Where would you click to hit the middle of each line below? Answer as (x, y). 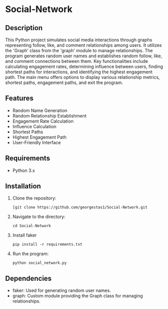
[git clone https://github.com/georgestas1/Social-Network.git (80, 208)
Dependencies (28, 278)
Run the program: (31, 254)
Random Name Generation (40, 110)
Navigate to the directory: (39, 217)
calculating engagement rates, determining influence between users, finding (84, 67)
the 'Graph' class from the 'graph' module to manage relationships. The (79, 50)
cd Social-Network (32, 226)
